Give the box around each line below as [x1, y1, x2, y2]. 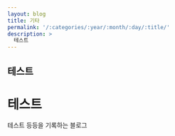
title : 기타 [7, 17, 41, 24]
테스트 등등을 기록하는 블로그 [7, 121, 87, 130]
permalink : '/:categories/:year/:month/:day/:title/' [7, 23, 171, 31]
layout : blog [7, 10, 46, 18]
